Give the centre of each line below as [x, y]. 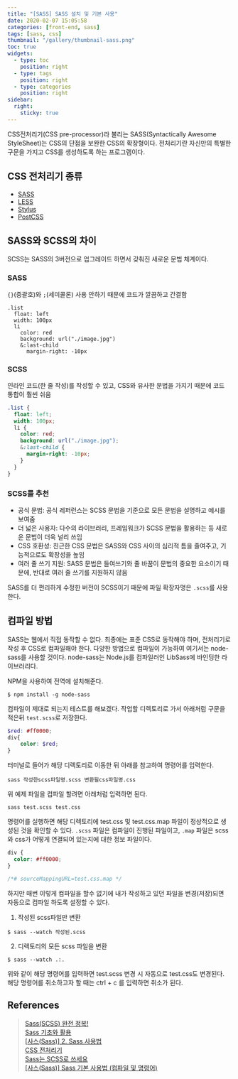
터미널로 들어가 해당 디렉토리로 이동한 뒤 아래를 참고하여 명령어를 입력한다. [111, 765]
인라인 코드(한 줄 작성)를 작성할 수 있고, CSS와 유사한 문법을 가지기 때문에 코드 [116, 385]
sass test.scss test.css [44, 808]
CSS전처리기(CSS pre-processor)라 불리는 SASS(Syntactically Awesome [112, 134]
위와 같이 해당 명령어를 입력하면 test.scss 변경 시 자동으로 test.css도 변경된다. [116, 973]
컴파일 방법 [30, 621]
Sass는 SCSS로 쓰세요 [56, 1058]
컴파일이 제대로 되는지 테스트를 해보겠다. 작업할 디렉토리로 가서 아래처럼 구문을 [117, 708]
